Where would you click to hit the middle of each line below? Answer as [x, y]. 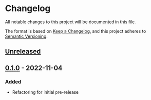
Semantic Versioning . [26, 36]
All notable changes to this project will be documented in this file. [71, 22]
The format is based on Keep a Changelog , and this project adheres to [75, 31]
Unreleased [23, 51]
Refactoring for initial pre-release [45, 92]
